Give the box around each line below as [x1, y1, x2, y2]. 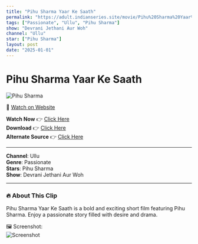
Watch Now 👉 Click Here [6, 115, 70, 122]
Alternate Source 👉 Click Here [6, 133, 84, 140]
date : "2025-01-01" [6, 47, 54, 53]
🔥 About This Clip [6, 191, 58, 200]
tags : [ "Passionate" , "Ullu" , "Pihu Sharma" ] [6, 19, 120, 25]
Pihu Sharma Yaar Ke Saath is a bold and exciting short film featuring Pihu [6, 204, 186, 212]
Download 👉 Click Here [6, 124, 66, 131]
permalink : [6, 14, 33, 20]
